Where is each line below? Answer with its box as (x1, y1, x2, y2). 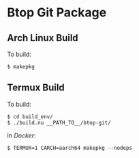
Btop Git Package (7, 5, 107, 21)
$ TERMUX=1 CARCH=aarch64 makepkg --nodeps (7, 144, 133, 151)
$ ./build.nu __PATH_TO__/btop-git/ (7, 119, 111, 126)
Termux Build (7, 82, 65, 94)
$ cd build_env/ (7, 113, 53, 120)
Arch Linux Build (7, 32, 78, 44)
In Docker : (7, 131, 36, 140)
